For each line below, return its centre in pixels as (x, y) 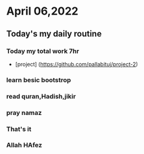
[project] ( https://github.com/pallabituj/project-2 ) (77, 64)
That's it (19, 129)
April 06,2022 (43, 11)
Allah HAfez (24, 145)
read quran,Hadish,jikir (41, 96)
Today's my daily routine (54, 34)
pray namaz (24, 113)
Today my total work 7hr (43, 51)
